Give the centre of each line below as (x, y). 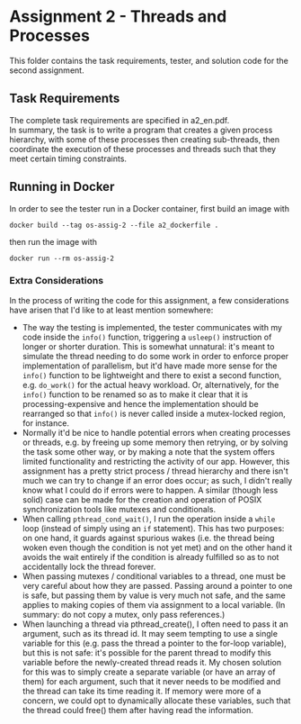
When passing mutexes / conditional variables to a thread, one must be (154, 576)
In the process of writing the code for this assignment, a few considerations (149, 300)
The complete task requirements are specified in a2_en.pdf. (120, 120)
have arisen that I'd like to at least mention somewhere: (111, 310)
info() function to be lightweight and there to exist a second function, (152, 375)
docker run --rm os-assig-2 (62, 258)
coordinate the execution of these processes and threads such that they (143, 149)
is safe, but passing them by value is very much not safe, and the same (154, 595)
